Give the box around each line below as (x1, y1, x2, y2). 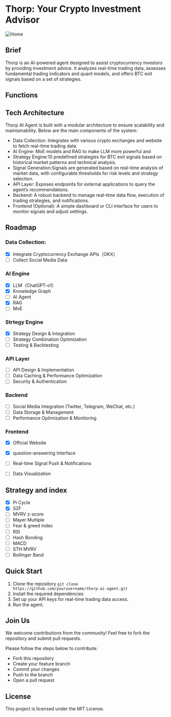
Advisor (5, 14, 40, 26)
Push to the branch (12, 672, 53, 678)
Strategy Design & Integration (12, 330, 75, 337)
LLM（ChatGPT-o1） (12, 282, 56, 288)
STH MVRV (12, 546, 37, 552)
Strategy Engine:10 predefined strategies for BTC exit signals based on (12, 154, 162, 160)
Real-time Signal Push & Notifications (12, 461, 92, 467)
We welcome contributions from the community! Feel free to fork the (5, 630, 150, 636)
